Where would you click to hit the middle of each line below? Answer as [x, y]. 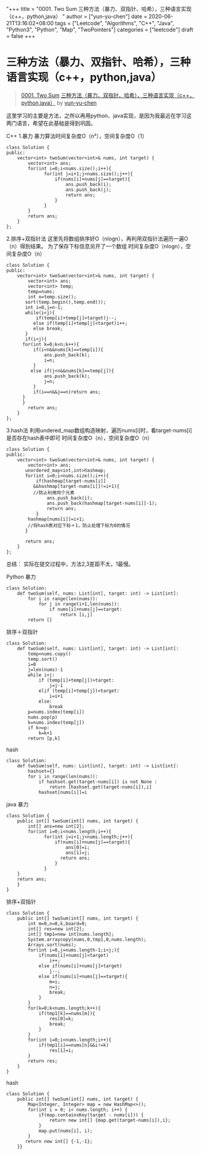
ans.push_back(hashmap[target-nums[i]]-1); [102, 503]
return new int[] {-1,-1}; [59, 1141]
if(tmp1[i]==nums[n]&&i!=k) [74, 1045]
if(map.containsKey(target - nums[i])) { [91, 1115]
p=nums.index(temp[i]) [56, 712]
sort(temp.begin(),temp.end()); [66, 302]
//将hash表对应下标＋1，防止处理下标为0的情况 [79, 525]
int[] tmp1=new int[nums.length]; [71, 934]
